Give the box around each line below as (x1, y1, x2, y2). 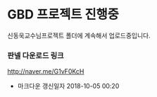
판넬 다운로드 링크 (7, 50, 65, 60)
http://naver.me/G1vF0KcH (7, 67, 84, 76)
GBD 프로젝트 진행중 (7, 6, 120, 23)
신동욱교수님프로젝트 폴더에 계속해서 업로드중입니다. (7, 31, 151, 40)
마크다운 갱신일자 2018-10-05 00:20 (17, 82, 120, 91)
